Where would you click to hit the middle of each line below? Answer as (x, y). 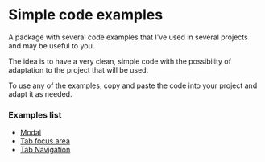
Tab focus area (45, 141)
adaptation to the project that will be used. (79, 69)
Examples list (35, 114)
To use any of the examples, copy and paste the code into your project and (133, 85)
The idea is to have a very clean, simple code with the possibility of (120, 61)
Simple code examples (86, 15)
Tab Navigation (45, 150)
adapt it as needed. (40, 93)
